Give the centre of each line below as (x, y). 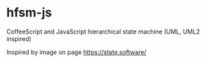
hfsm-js (29, 13)
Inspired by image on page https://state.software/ (76, 52)
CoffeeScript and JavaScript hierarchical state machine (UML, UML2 (103, 32)
